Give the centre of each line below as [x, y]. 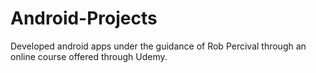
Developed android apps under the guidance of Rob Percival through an [158, 46]
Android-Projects [84, 18]
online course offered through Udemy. [89, 56]
